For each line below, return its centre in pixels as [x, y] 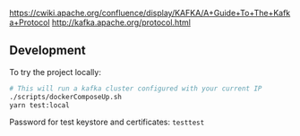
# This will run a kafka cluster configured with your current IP [136, 89]
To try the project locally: [55, 72]
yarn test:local [39, 105]
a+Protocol [30, 22]
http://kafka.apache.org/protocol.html [121, 22]
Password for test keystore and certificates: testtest [107, 122]
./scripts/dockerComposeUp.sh [66, 97]
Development [48, 51]
